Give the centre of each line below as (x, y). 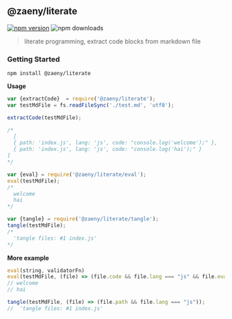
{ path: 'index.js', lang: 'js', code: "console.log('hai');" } (108, 150)
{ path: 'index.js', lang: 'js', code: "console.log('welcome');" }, (115, 143)
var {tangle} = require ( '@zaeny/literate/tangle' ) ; (83, 219)
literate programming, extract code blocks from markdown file (113, 41)
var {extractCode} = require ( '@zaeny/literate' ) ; (81, 99)
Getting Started (33, 59)
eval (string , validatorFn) (46, 270)
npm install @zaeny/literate (49, 74)
